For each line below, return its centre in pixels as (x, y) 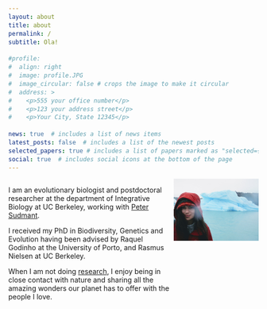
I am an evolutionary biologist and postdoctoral (85, 190)
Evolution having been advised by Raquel (75, 239)
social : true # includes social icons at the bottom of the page (120, 159)
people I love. (31, 296)
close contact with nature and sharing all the (81, 280)
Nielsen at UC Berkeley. (47, 256)
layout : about (32, 17)
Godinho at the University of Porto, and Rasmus (86, 247)
